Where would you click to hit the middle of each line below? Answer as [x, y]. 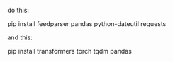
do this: [18, 10]
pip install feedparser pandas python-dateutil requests [87, 24]
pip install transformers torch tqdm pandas [70, 51]
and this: [20, 37]
